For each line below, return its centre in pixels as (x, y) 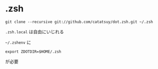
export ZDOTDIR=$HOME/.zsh (33, 52)
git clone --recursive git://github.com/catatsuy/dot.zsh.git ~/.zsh (79, 22)
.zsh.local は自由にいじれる (34, 32)
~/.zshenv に (18, 42)
